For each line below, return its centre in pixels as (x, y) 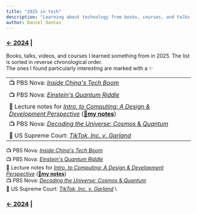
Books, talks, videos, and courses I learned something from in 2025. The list (98, 56)
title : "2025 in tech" (34, 11)
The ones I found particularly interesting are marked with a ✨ (80, 68)
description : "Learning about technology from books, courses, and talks (98, 17)
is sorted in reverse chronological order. (54, 62)
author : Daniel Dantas (34, 22)
